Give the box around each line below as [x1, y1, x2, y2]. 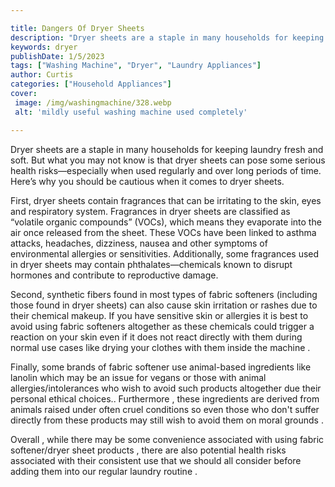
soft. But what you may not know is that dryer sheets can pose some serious [10, 154, 326, 166]
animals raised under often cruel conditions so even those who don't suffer [10, 403, 320, 415]
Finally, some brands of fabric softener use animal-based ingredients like [10, 361, 312, 373]
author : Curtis [10, 70, 74, 80]
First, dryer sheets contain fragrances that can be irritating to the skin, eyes [10, 194, 322, 206]
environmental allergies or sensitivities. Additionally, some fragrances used [10, 247, 320, 260]
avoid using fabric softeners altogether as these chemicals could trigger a [10, 320, 315, 332]
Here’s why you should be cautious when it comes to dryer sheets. [10, 175, 285, 187]
